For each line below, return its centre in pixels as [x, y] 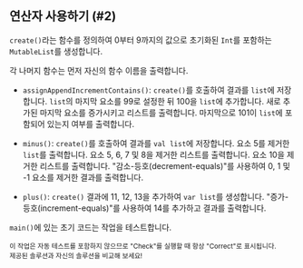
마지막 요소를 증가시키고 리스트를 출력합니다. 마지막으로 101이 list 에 [161, 113]
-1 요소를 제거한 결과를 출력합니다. [83, 177]
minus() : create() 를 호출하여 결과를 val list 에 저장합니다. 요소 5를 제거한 [156, 143]
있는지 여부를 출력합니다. [90, 124]
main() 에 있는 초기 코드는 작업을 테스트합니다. [91, 227]
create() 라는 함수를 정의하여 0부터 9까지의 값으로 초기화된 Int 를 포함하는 [141, 40]
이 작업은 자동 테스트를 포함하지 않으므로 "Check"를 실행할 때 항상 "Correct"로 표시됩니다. [143, 246]
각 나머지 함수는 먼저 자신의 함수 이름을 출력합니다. [99, 70]
